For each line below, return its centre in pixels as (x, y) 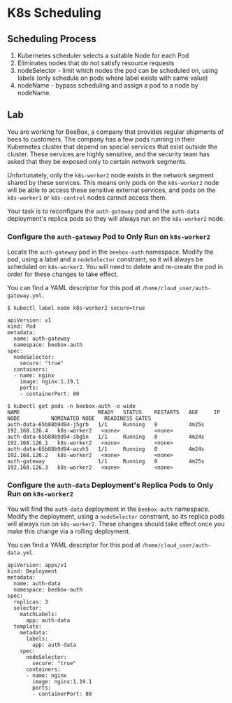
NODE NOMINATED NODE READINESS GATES (79, 418)
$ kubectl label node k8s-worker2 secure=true (76, 308)
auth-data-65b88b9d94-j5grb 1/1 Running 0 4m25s (106, 425)
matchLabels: (39, 615)
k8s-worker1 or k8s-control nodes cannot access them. (87, 197)
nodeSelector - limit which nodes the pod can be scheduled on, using (117, 70)
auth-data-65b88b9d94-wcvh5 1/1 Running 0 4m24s (106, 449)
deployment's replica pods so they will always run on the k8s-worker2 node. (116, 218)
